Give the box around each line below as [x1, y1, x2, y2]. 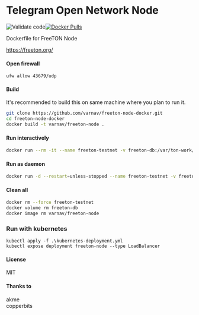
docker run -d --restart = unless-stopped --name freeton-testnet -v [6, 174, 176, 179]
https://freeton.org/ [6, 46, 53, 53]
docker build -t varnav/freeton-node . [6, 121, 105, 128]
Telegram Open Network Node [6, 4, 159, 17]
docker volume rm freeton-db [6, 205, 78, 211]
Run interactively [6, 134, 49, 141]
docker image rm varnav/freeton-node [6, 210, 99, 217]
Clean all [6, 186, 28, 193]
